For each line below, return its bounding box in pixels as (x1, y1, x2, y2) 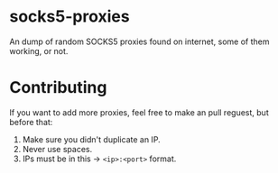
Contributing (9, 77, 107, 98)
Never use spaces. (22, 143, 93, 154)
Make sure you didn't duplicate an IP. (22, 133, 161, 145)
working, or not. (9, 45, 69, 56)
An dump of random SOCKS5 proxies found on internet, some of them (9, 36, 270, 47)
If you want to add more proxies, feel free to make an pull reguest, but (9, 106, 269, 118)
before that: (9, 116, 53, 127)
